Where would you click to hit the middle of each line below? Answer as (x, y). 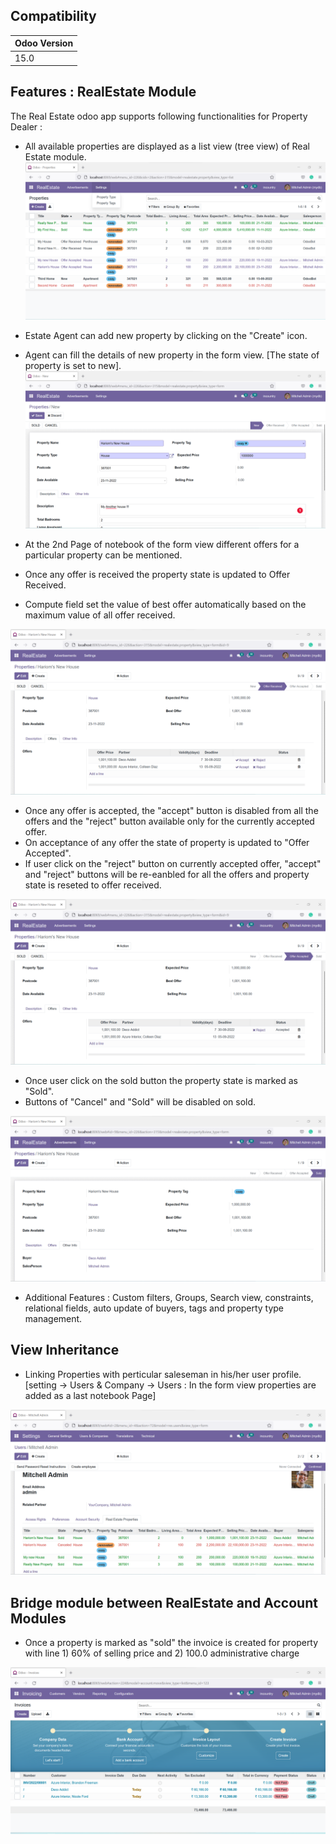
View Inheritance (65, 1350)
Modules (38, 1618)
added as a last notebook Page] (90, 1395)
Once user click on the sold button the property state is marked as (161, 1081)
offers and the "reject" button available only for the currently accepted (169, 821)
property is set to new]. (73, 366)
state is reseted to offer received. (93, 885)
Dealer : (26, 126)
